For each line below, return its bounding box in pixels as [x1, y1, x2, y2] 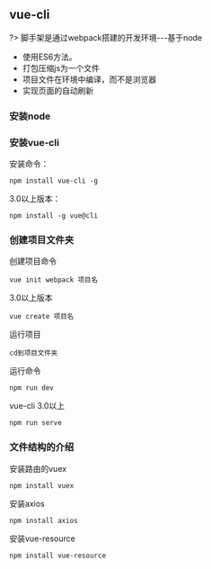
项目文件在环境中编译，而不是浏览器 [22, 74, 157, 85]
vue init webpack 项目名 [9, 275, 99, 284]
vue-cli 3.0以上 [9, 401, 66, 411]
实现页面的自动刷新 [22, 85, 94, 95]
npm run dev [9, 384, 54, 393]
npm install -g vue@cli [9, 212, 99, 221]
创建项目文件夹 [9, 233, 75, 246]
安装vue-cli [9, 136, 60, 149]
